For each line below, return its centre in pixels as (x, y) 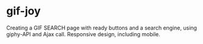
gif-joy (24, 11)
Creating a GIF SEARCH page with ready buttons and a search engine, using (102, 28)
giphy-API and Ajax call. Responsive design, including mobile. (83, 34)
